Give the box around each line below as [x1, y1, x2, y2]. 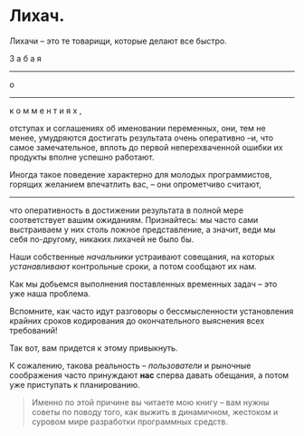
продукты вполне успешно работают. [9, 151, 155, 162]
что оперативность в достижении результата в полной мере [9, 205, 244, 216]
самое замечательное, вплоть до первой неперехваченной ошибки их [9, 141, 283, 152]
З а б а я [9, 53, 43, 63]
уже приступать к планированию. [9, 379, 140, 390]
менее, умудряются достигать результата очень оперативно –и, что [9, 132, 274, 143]
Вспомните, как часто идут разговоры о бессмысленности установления [9, 305, 294, 316]
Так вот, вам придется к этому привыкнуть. [9, 342, 178, 354]
